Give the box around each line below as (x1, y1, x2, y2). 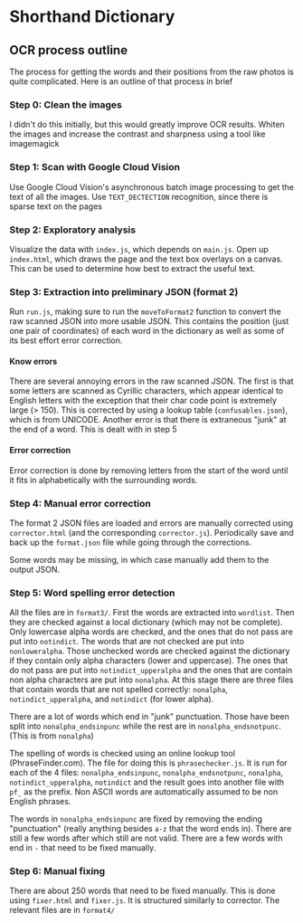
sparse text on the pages (9, 201, 102, 212)
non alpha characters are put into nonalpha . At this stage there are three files (9, 674, 294, 685)
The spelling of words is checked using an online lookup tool (9, 748, 235, 759)
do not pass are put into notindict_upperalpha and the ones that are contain (9, 665, 293, 676)
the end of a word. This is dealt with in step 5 (9, 423, 178, 435)
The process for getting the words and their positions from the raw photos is (9, 66, 294, 77)
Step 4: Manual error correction (9, 497, 151, 509)
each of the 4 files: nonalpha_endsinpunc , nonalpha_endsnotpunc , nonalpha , (9, 767, 283, 778)
